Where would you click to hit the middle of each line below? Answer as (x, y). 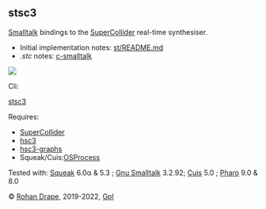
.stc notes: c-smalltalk (56, 55)
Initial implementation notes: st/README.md (91, 47)
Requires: (24, 116)
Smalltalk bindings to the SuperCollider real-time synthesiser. (108, 32)
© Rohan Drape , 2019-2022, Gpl (61, 196)
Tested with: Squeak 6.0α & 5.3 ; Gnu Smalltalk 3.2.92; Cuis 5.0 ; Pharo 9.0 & (133, 173)
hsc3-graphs (41, 149)
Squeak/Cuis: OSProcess (60, 157)
